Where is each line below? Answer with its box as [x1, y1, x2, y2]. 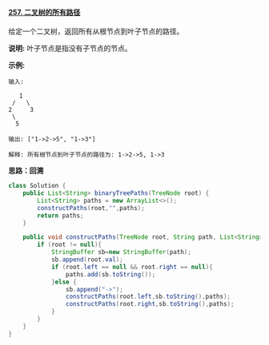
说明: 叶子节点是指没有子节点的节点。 [8, 44, 132, 54]
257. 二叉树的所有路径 [8, 7, 81, 17]
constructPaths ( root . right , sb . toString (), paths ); [65, 300, 235, 308]
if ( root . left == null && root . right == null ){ [50, 263, 214, 271]
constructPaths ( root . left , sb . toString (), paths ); [65, 292, 231, 301]
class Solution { [8, 182, 66, 190]
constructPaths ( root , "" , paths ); [37, 204, 146, 212]
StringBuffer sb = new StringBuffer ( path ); [50, 248, 192, 256]
